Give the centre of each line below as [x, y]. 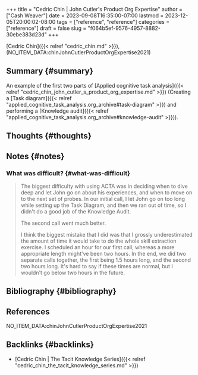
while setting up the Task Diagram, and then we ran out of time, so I [103, 205]
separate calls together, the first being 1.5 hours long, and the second [106, 260]
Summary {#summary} [50, 71]
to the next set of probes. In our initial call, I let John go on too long [103, 199]
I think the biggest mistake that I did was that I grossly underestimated [107, 234]
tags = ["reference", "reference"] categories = [113, 22]
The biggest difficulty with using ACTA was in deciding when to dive [104, 186]
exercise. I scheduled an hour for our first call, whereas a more [98, 247]
